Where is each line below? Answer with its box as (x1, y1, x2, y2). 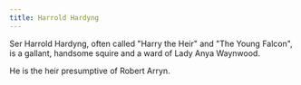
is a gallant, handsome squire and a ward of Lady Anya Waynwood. (9, 47, 261, 59)
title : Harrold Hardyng (9, 13, 100, 23)
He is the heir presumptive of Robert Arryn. (9, 65, 170, 76)
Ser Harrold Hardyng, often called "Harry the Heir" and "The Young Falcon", (9, 38, 293, 49)
